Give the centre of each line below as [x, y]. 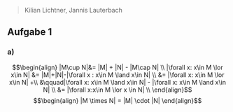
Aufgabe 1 [30, 32]
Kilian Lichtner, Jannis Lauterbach [73, 10]
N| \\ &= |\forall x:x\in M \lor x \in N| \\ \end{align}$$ [118, 90]
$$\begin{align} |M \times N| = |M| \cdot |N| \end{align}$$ [118, 100]
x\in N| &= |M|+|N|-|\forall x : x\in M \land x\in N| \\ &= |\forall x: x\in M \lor [118, 75]
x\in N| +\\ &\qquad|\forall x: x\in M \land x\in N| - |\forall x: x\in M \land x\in [118, 82]
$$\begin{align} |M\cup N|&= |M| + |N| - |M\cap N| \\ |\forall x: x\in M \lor [118, 67]
